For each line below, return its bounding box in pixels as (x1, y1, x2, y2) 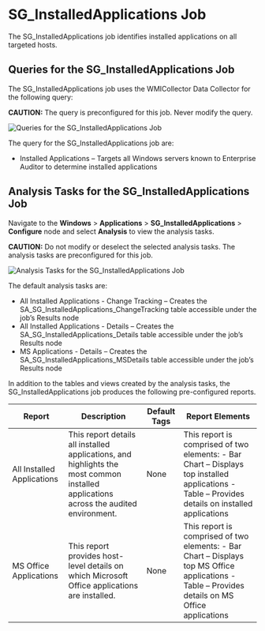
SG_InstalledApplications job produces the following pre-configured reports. (8, 387, 256, 396)
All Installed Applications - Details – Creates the (19, 321, 174, 331)
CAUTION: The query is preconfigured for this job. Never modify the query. (8, 107, 253, 117)
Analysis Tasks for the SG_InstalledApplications (8, 185, 250, 198)
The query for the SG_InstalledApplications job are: (8, 138, 174, 148)
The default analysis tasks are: (8, 280, 108, 290)
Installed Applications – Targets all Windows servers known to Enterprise (19, 153, 256, 163)
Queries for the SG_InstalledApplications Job (8, 63, 235, 77)
